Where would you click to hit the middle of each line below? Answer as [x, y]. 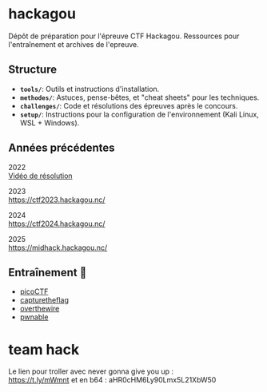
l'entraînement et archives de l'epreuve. [74, 44]
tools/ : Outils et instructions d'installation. [90, 89]
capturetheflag [44, 300]
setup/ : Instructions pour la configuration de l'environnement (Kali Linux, [139, 114]
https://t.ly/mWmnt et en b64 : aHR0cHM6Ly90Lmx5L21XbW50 [112, 380]
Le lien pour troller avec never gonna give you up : [91, 371]
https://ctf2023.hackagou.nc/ [57, 200]
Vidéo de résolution [41, 176]
